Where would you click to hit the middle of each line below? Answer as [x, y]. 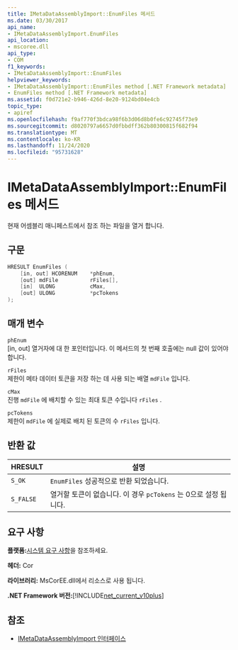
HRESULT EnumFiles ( [38, 267]
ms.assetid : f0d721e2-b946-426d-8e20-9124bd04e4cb [84, 100]
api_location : [28, 40]
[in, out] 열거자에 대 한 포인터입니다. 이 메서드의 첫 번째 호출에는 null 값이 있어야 [118, 348]
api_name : [22, 27]
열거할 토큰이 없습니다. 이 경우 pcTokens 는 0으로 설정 [134, 494]
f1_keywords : [27, 67]
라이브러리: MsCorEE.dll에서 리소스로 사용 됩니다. [76, 581]
